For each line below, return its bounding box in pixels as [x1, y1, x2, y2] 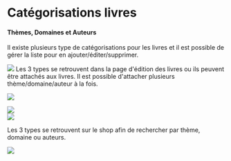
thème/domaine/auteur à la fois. [7, 79, 98, 88]
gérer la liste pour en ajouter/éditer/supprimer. [7, 50, 139, 59]
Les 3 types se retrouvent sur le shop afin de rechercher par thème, [7, 126, 201, 134]
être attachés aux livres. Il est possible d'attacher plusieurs [7, 73, 175, 81]
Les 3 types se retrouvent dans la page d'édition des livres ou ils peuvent [15, 65, 225, 73]
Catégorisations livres [7, 5, 137, 21]
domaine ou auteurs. [7, 133, 66, 142]
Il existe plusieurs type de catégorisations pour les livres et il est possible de [7, 44, 225, 52]
